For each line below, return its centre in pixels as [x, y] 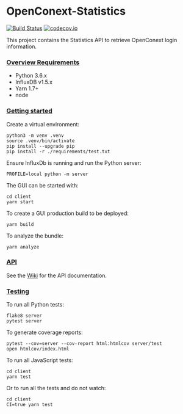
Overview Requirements [43, 62]
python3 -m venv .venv [35, 136]
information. [22, 46]
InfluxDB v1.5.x [34, 82]
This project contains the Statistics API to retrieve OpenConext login [92, 40]
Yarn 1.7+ [27, 89]
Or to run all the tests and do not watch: [56, 388]
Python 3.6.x [31, 76]
